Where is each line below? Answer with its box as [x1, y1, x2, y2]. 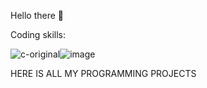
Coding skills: [10, 29, 67, 40]
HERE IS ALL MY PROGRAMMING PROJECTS [10, 68, 197, 79]
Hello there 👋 [10, 10, 65, 21]
